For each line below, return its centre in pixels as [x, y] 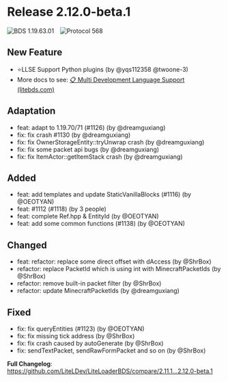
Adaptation [31, 111]
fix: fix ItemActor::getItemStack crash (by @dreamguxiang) [100, 156]
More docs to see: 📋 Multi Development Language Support [101, 79]
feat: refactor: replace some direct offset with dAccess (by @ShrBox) [114, 262]
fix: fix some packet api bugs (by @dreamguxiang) [88, 149]
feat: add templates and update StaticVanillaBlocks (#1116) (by [104, 194]
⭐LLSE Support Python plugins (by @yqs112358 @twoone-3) [103, 69]
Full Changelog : [30, 364]
